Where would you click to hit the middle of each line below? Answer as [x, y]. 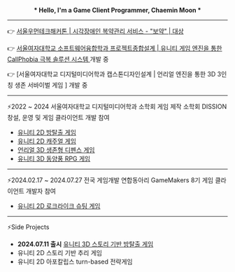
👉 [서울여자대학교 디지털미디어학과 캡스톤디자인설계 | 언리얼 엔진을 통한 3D [112, 74]
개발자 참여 [41, 191]
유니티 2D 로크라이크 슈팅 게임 [59, 206]
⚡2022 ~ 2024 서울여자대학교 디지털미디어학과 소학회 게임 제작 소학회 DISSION [117, 107]
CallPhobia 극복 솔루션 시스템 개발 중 [58, 59]
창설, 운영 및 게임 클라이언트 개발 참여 [58, 117]
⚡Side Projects [28, 227]
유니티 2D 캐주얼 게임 [47, 141]
